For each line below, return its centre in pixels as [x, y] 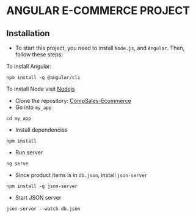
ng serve [17, 163]
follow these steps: [39, 55]
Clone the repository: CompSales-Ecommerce [73, 101]
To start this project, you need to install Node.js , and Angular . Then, [100, 48]
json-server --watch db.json [43, 209]
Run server [29, 152]
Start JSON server [38, 197]
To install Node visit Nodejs [41, 89]
